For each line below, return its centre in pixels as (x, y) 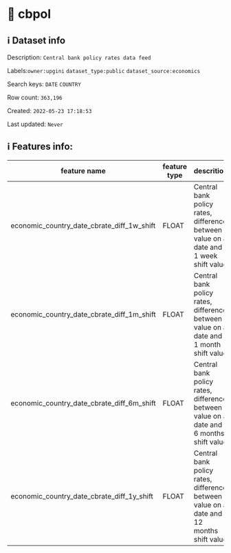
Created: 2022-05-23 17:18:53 (49, 111)
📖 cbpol (29, 14)
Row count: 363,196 (35, 97)
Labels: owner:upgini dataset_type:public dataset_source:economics (104, 71)
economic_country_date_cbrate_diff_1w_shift (83, 225)
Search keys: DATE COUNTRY (44, 84)
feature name (83, 170)
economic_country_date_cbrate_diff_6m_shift (83, 403)
